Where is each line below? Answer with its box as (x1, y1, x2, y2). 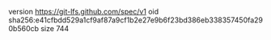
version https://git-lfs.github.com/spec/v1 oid (8, 7, 159, 16)
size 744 (40, 24, 70, 33)
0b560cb (8, 24, 39, 33)
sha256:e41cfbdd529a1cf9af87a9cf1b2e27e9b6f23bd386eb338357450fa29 (8, 15, 264, 25)
